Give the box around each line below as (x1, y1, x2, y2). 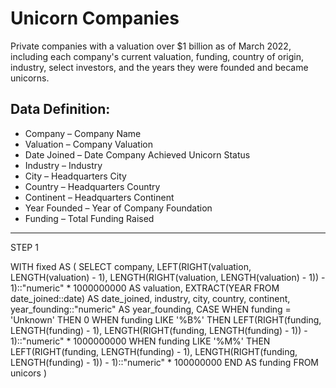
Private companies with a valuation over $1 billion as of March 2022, (10, 40, 292, 52)
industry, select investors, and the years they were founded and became (10, 61, 309, 73)
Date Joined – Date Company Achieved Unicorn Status (24, 148, 251, 161)
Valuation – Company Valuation (24, 138, 153, 150)
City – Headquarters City (24, 170, 127, 182)
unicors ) (10, 367, 48, 379)
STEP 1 (10, 241, 39, 253)
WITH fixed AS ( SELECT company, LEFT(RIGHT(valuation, (10, 260, 252, 272)
